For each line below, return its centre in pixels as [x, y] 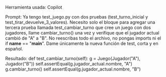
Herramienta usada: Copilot [34, 7]
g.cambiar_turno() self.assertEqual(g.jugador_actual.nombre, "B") [73, 69]
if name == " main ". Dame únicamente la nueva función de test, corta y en [82, 43]
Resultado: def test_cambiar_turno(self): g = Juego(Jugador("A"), [73, 58]
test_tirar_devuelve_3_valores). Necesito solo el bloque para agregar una [80, 22]
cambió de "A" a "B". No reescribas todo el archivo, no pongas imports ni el [83, 38]
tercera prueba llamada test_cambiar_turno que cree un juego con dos [78, 27]
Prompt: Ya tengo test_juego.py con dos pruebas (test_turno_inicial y [77, 17]
